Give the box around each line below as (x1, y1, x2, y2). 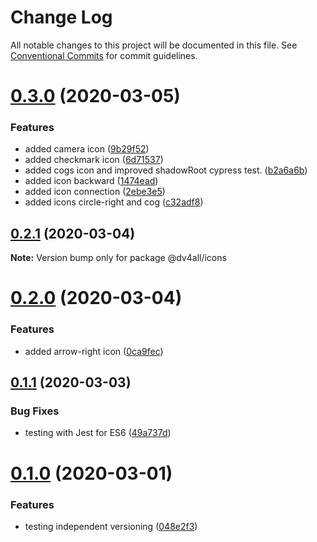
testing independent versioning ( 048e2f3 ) (24, 520, 198, 532)
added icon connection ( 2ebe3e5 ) (24, 186, 166, 198)
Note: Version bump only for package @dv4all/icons (10, 252, 227, 264)
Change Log (10, 6, 113, 29)
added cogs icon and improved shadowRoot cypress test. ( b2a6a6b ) (24, 164, 308, 176)
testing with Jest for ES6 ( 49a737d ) (24, 427, 172, 439)
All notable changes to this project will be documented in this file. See (10, 39, 298, 51)
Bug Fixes (10, 404, 60, 418)
